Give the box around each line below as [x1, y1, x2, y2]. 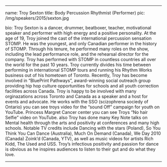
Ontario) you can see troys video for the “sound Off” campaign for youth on [5, 104, 160, 110]
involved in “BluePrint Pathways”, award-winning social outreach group [5, 78, 151, 83]
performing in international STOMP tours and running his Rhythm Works [5, 67, 153, 73]
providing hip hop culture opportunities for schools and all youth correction [5, 83, 159, 88]
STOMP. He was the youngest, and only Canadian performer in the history [5, 41, 157, 46]
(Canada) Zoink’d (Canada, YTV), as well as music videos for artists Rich [5, 136, 154, 142]
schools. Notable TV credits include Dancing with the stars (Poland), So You [5, 125, 161, 131]
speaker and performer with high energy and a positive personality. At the [5, 30, 157, 36]
